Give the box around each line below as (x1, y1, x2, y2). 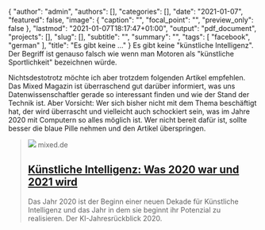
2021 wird (27, 175, 78, 189)
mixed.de (37, 140, 69, 150)
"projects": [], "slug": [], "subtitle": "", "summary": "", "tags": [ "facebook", (8, 32, 251, 41)
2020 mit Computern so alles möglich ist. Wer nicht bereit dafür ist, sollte (8, 115, 248, 124)
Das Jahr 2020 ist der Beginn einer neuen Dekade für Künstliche (27, 197, 240, 206)
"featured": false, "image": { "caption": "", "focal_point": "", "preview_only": (8, 15, 254, 25)
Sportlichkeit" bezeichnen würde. (8, 57, 117, 67)
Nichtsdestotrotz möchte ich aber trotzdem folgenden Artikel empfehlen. (8, 73, 246, 82)
